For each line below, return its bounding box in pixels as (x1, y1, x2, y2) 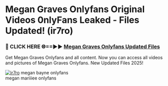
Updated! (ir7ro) (5, 25, 73, 36)
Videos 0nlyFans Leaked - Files (5, 14, 140, 26)
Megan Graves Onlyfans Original (5, 4, 145, 15)
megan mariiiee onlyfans (5, 75, 57, 81)
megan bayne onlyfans (21, 70, 69, 76)
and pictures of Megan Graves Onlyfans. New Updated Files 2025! (5, 60, 144, 66)
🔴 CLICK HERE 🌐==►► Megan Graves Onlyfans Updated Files (5, 43, 160, 50)
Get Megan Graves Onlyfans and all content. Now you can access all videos (5, 55, 163, 61)
